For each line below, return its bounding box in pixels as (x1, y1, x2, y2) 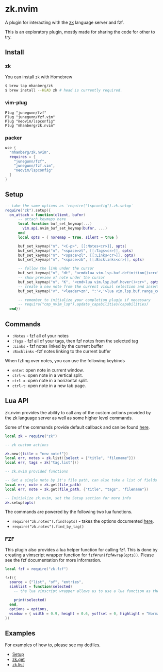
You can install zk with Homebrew (5, 74, 73, 80)
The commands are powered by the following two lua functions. (5, 509, 132, 515)
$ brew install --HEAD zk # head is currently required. (5, 88, 123, 93)
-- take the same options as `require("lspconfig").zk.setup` (5, 203, 133, 208)
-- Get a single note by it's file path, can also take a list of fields (5, 478, 158, 483)
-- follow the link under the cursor (17, 266, 95, 271)
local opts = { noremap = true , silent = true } (17, 235, 118, 240)
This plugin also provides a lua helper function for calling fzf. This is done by (5, 547, 158, 552)
